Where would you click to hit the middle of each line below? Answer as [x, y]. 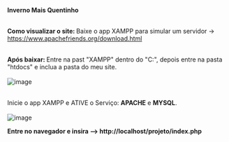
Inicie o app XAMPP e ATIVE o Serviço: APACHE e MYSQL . [92, 103]
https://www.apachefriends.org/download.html [75, 38]
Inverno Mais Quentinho [43, 10]
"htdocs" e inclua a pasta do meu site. [62, 67]
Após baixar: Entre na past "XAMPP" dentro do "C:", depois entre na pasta [115, 59]
